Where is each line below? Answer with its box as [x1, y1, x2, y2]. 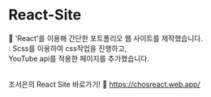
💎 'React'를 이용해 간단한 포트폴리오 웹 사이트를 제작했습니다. [8, 33, 203, 43]
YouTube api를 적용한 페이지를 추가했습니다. [8, 53, 150, 63]
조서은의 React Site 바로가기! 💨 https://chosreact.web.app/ [8, 79, 200, 89]
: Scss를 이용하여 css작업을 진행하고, [8, 43, 127, 53]
